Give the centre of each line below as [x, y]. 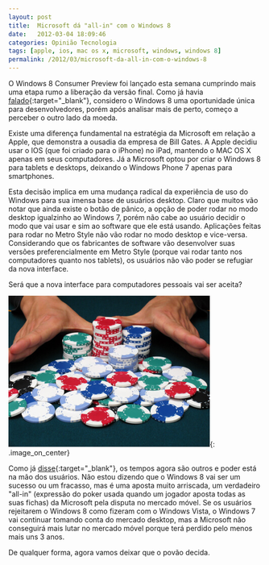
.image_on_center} [39, 453]
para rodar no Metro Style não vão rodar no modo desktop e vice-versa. [128, 235]
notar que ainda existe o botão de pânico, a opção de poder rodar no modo [133, 209]
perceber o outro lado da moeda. [63, 118]
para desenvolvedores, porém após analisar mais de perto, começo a [124, 109]
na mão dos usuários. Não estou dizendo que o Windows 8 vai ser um [124, 477]
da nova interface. [39, 269]
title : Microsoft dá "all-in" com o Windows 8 [90, 25]
